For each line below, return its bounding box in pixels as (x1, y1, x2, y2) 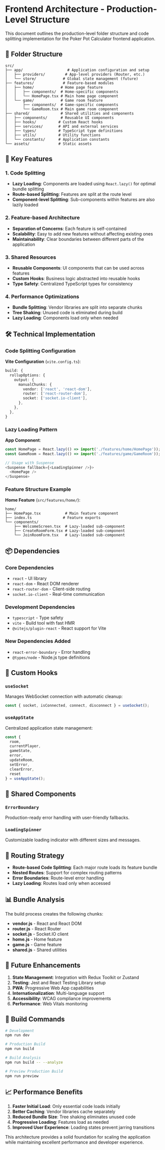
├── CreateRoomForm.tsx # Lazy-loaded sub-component (14, 528, 125, 533)
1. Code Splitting (5, 170, 46, 176)
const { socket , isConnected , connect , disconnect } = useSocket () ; (5, 703, 150, 708)
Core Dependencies (5, 564, 55, 571)
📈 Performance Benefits (5, 1088, 83, 1096)
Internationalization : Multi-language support (12, 990, 105, 996)
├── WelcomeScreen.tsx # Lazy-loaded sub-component (14, 524, 125, 529)
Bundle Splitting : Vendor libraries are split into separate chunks (12, 304, 143, 310)
